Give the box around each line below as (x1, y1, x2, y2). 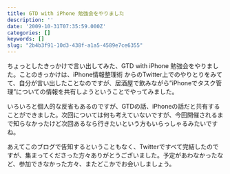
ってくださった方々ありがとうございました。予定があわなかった (36, 151, 218, 159)
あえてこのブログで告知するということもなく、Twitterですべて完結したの (7, 142, 213, 151)
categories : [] (7, 29, 51, 36)
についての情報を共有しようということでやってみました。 (16, 87, 178, 96)
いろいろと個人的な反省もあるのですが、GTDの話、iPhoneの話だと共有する (7, 102, 220, 110)
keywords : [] (7, 36, 45, 43)
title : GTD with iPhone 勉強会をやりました (7, 10, 125, 17)
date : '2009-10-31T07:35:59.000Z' (7, 23, 107, 30)
